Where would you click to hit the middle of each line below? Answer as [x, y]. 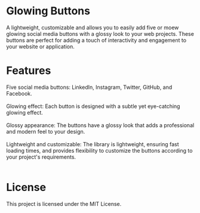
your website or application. [40, 47]
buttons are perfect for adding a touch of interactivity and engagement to [96, 40]
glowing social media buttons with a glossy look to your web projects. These [100, 33]
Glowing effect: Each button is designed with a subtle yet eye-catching [93, 106]
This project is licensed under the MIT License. [64, 203]
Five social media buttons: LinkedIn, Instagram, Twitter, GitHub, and [89, 87]
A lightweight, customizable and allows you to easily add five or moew [93, 27]
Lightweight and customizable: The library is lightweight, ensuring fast [93, 144]
